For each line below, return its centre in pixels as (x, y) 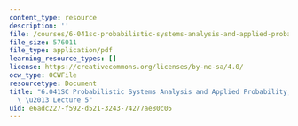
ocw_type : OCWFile (43, 75)
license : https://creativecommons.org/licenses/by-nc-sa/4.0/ (126, 67)
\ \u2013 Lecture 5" (55, 100)
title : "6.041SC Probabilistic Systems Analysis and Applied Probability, (150, 91)
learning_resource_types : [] (63, 59)
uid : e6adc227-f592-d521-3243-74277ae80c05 (91, 108)
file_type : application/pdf (61, 51)
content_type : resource (53, 17)
